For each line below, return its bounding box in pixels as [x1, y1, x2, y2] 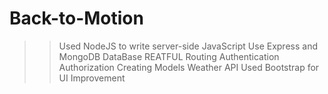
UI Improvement [58, 72, 126, 84]
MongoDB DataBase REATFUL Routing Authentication [58, 50, 280, 62]
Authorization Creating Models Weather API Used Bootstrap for [58, 61, 320, 73]
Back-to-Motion [9, 7, 144, 30]
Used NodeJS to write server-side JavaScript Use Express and [58, 40, 318, 52]
